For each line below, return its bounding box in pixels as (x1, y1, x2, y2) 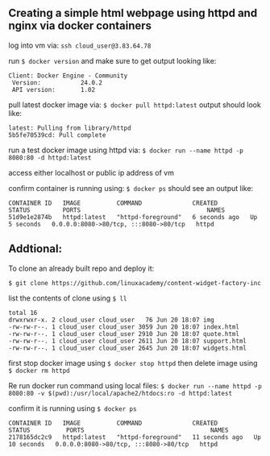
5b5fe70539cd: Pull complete (8, 131, 106, 139)
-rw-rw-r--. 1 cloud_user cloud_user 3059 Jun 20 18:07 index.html (8, 322, 240, 331)
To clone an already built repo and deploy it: (8, 263, 155, 273)
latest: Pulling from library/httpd (8, 124, 131, 132)
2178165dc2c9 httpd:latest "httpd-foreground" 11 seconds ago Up (8, 433, 262, 441)
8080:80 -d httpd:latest (8, 153, 92, 162)
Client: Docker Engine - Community (8, 72, 128, 80)
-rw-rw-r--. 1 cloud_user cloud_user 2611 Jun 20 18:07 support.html (8, 337, 247, 345)
